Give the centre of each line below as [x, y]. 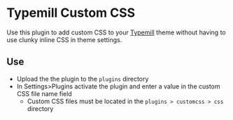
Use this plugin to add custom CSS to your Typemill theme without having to [116, 32]
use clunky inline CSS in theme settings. [64, 39]
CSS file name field [44, 93]
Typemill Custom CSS [71, 13]
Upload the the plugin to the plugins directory [83, 79]
